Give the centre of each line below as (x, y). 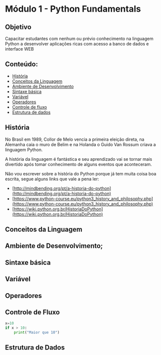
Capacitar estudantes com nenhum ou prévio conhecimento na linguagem (79, 38)
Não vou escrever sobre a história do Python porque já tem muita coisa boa (81, 173)
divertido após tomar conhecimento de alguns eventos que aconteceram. (79, 164)
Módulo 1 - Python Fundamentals (73, 9)
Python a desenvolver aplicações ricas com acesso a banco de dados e (77, 44)
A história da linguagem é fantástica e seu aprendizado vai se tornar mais (79, 159)
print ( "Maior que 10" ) (37, 333)
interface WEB (19, 49)
